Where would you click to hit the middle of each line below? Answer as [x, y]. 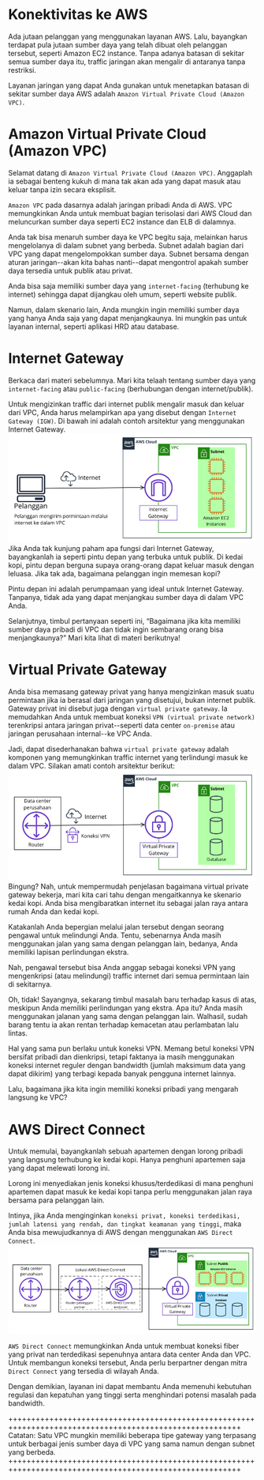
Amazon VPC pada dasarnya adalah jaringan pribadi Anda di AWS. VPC [120, 205]
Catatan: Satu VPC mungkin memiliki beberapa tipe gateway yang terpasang [132, 1435]
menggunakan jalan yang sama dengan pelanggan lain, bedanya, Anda [123, 944]
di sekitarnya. [30, 984]
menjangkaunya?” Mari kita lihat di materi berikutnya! [95, 638]
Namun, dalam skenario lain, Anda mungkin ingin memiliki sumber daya [124, 309]
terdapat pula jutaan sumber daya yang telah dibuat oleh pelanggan [118, 44]
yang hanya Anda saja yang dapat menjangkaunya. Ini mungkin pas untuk [128, 318]
